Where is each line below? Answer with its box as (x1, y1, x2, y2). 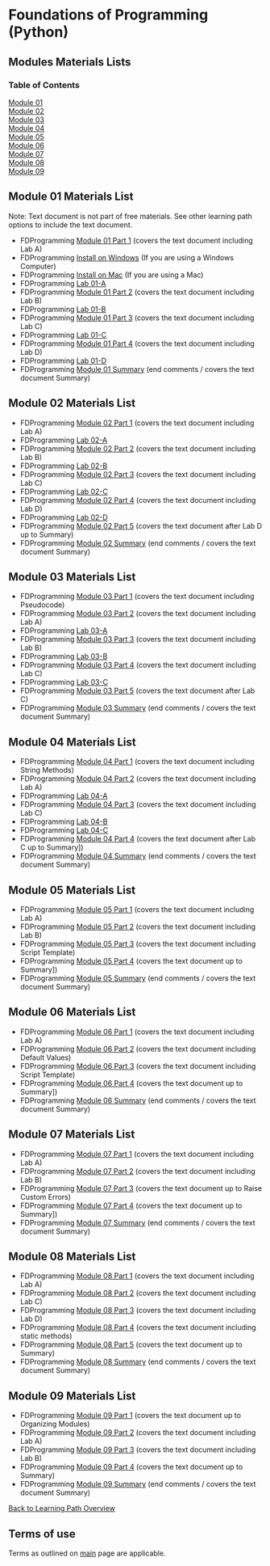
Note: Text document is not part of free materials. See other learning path (8, 211, 252, 221)
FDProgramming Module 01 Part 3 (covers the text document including (19, 313, 255, 323)
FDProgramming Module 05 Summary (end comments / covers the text (19, 973, 256, 983)
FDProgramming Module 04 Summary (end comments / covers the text (19, 851, 256, 861)
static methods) (19, 1332, 73, 1341)
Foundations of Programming (8, 6, 209, 24)
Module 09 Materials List (8, 1389, 136, 1403)
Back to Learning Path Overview (8, 1504, 115, 1513)
